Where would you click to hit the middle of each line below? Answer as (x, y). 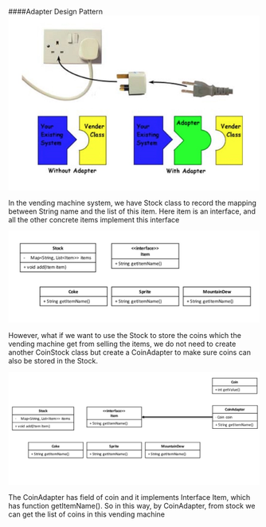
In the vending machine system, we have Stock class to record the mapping (133, 203)
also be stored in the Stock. (53, 360)
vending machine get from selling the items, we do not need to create (122, 344)
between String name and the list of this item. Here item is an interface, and (132, 211)
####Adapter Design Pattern (56, 12)
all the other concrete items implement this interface (94, 220)
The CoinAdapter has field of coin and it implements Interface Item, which (129, 497)
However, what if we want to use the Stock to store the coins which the (125, 335)
